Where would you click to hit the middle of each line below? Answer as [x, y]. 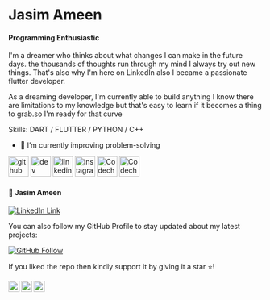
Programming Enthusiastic [54, 37]
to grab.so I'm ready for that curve [65, 114]
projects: [23, 235]
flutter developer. [37, 81]
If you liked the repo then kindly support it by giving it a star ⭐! [112, 266]
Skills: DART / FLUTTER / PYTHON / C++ [76, 130]
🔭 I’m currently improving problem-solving [90, 145]
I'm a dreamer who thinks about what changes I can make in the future [126, 56]
